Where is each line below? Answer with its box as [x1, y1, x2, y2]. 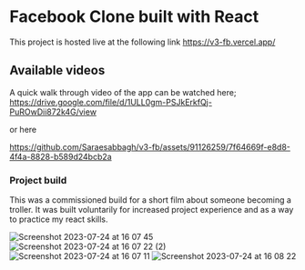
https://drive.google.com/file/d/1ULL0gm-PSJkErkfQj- [9, 96, 212, 107]
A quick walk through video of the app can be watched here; [9, 86, 237, 97]
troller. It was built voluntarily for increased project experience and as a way [9, 205, 294, 215]
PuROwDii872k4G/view [9, 106, 97, 117]
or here [9, 124, 37, 135]
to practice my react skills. [9, 214, 108, 225]
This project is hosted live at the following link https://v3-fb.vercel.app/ [9, 36, 276, 47]
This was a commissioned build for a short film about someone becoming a [9, 195, 291, 205]
